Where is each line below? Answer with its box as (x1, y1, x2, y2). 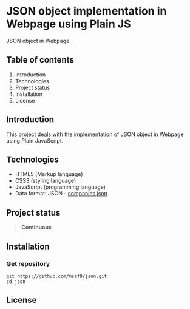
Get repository (6, 259, 50, 268)
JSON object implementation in (6, 4, 167, 18)
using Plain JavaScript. (6, 137, 64, 144)
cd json (6, 278, 26, 285)
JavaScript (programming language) (15, 183, 106, 191)
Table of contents (6, 55, 74, 65)
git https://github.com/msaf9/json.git (6, 273, 107, 279)
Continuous (21, 223, 52, 231)
